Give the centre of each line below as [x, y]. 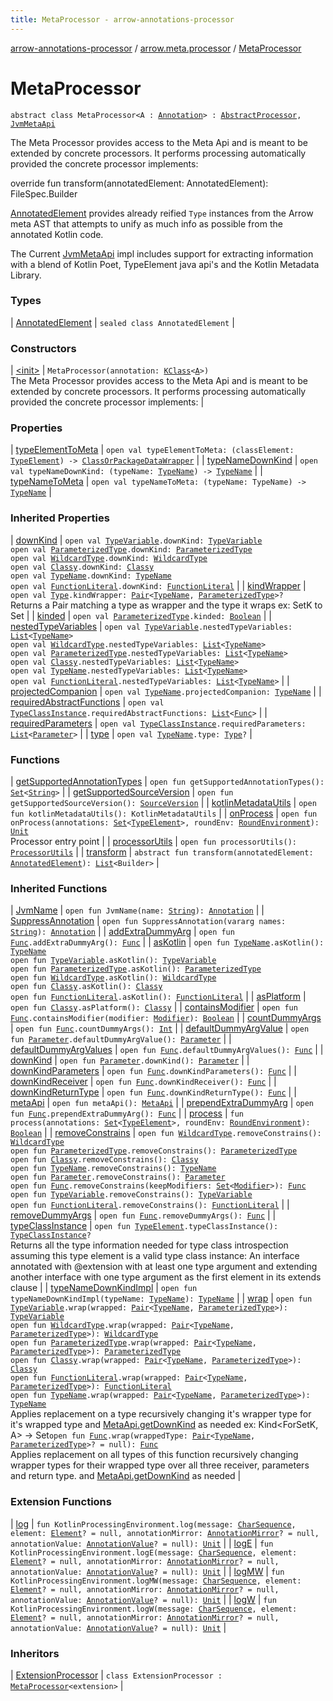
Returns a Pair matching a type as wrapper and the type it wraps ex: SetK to [166, 605]
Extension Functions [61, 1502]
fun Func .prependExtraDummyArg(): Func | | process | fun [127, 1113]
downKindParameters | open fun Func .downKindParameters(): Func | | [154, 1071]
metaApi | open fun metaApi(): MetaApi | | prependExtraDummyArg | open [162, 1103]
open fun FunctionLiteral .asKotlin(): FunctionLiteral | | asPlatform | [158, 997]
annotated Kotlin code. [57, 234]
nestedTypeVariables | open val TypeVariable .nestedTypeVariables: [151, 626]
